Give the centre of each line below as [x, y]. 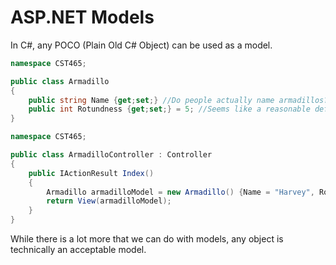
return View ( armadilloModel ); [109, 201]
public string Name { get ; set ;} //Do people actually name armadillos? [178, 100]
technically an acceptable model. [78, 250]
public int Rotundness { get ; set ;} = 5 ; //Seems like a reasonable [169, 109]
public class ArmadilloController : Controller [111, 155]
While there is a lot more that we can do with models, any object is [147, 239]
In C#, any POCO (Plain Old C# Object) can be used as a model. [141, 45]
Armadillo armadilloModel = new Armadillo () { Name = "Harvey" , [180, 192]
